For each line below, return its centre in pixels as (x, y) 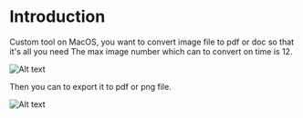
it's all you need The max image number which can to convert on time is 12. (151, 51)
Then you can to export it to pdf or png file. (90, 86)
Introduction (57, 17)
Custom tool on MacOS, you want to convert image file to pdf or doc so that (152, 42)
